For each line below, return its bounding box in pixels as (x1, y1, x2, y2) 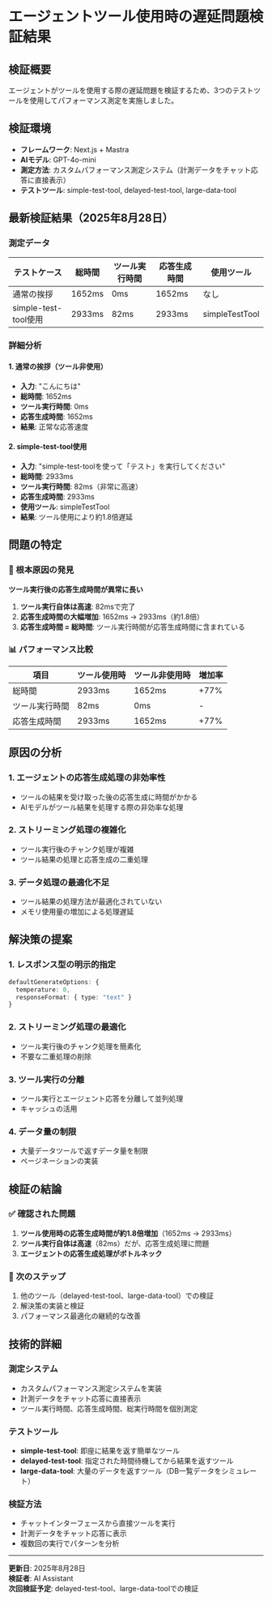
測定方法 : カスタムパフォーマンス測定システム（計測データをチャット (19, 165, 251, 174)
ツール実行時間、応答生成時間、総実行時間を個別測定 (19, 1403, 198, 1413)
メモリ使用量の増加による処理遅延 (19, 907, 134, 917)
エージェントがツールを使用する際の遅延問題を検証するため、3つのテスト (8, 86, 254, 95)
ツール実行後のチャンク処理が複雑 (19, 844, 134, 854)
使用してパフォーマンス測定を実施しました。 (29, 96, 179, 105)
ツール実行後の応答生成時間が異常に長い (8, 584, 143, 594)
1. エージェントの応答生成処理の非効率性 (8, 772, 166, 783)
